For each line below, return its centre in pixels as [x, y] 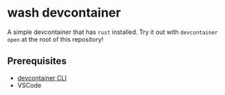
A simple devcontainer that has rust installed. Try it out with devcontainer [113, 32]
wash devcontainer [64, 13]
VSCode [29, 85]
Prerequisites [37, 61]
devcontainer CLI [42, 78]
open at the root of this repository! [55, 39]
